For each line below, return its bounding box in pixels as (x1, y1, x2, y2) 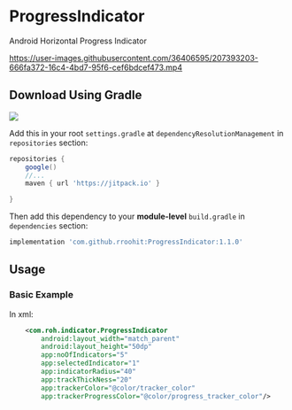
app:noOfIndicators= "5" (41, 351, 128, 360)
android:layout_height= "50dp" (41, 343, 152, 352)
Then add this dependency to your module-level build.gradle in (9, 211, 245, 222)
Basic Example (9, 289, 73, 301)
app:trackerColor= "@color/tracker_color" (41, 383, 196, 392)
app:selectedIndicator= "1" (41, 359, 141, 368)
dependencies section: (9, 220, 88, 231)
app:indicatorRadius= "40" (41, 367, 137, 376)
